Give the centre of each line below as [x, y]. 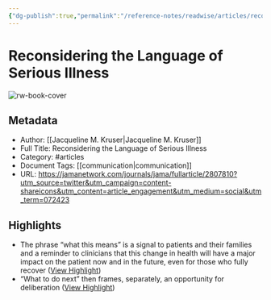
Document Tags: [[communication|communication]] [106, 165]
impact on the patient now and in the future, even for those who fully [134, 262]
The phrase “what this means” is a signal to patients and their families [136, 245]
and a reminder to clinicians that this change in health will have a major [138, 253]
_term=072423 [45, 200]
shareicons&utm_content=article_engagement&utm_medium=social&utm [141, 191]
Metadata [33, 121]
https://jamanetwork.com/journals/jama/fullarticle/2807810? [138, 174]
